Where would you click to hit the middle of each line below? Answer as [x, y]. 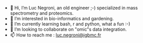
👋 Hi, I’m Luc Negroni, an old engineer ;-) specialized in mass [74, 8]
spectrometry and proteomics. [42, 13]
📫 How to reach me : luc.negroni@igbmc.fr [56, 35]
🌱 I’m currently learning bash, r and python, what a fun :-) [70, 24]
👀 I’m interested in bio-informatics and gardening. [62, 18]
